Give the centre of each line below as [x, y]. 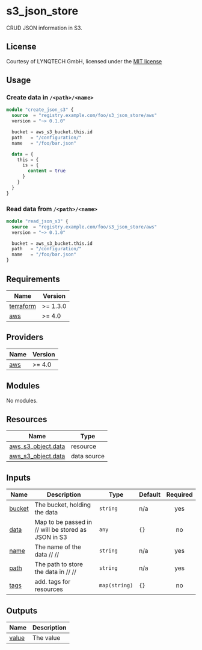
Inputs [19, 478]
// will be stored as [61, 530]
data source [88, 456]
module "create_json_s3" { [40, 110]
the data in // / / [56, 572]
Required [179, 494]
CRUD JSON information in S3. [44, 28]
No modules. [22, 400]
